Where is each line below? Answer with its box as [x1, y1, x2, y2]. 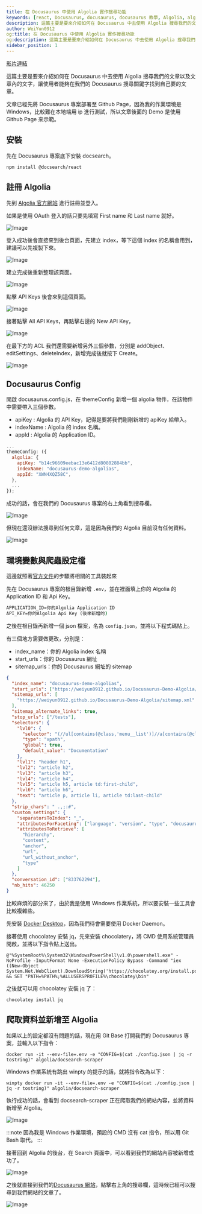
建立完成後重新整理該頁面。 [6, 268, 75, 276]
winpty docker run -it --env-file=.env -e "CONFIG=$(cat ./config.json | [6, 1080, 195, 1086]
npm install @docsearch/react [6, 164, 82, 170]
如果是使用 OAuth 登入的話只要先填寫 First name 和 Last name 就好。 [6, 212, 177, 219]
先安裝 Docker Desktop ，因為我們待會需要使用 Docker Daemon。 [6, 920, 168, 927]
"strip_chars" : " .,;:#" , [11, 803, 77, 810]
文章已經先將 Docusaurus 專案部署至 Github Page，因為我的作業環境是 [6, 100, 182, 107]
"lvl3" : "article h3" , [17, 770, 74, 776]
